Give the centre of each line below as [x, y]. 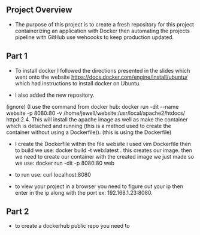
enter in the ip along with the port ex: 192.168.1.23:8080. [84, 192]
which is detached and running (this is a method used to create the [89, 126]
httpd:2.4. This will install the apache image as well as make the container [97, 119]
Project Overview [39, 10]
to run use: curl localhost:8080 [53, 174]
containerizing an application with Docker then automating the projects [102, 31]
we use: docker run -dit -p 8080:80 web [65, 163]
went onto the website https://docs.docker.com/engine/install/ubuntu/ [101, 77]
